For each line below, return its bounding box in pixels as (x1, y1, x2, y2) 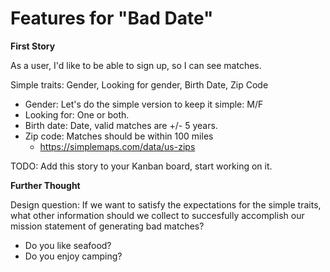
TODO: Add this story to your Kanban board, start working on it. (10, 160, 273, 172)
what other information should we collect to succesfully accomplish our (10, 209, 305, 221)
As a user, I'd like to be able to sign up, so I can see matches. (10, 59, 262, 71)
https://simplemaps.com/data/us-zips (39, 140, 196, 152)
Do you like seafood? (24, 239, 112, 251)
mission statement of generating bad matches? (10, 220, 205, 232)
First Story (10, 40, 56, 52)
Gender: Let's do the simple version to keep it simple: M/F (24, 98, 264, 110)
